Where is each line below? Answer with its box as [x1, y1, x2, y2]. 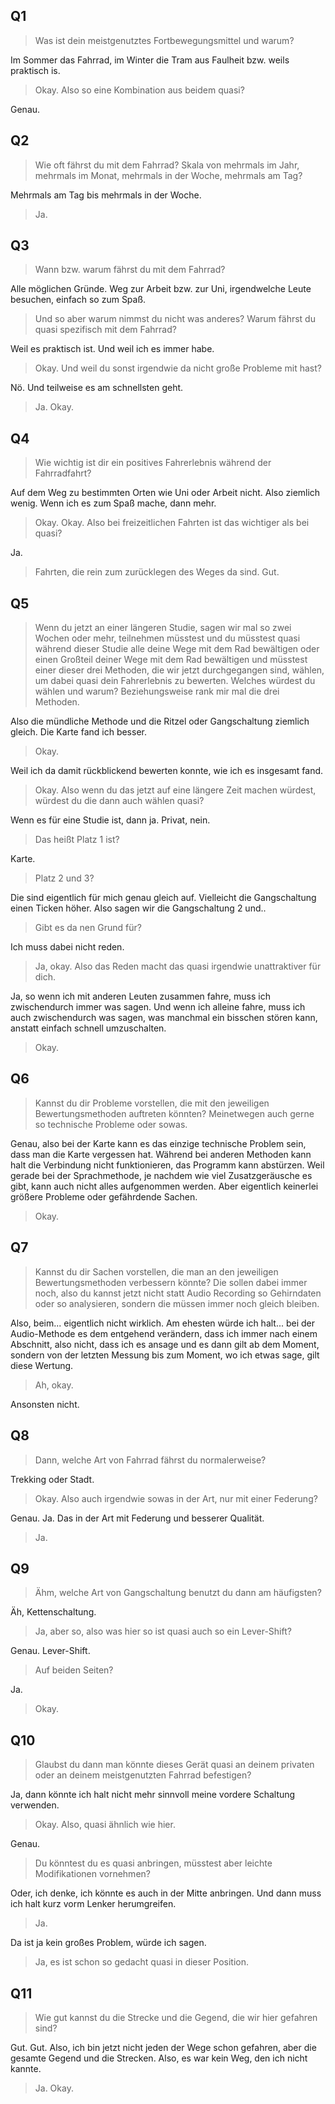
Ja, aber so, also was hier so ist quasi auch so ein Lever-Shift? [34, 1625, 292, 1638]
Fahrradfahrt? [34, 467, 92, 479]
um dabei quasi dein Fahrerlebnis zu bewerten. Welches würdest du [34, 675, 316, 687]
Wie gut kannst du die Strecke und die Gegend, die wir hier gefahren [34, 2011, 318, 2023]
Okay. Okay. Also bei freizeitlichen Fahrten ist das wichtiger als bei [34, 517, 310, 529]
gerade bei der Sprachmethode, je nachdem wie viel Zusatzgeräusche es [10, 1169, 313, 1181]
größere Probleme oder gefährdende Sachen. [10, 1190, 198, 1203]
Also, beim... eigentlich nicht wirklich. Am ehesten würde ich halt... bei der [10, 1317, 316, 1329]
